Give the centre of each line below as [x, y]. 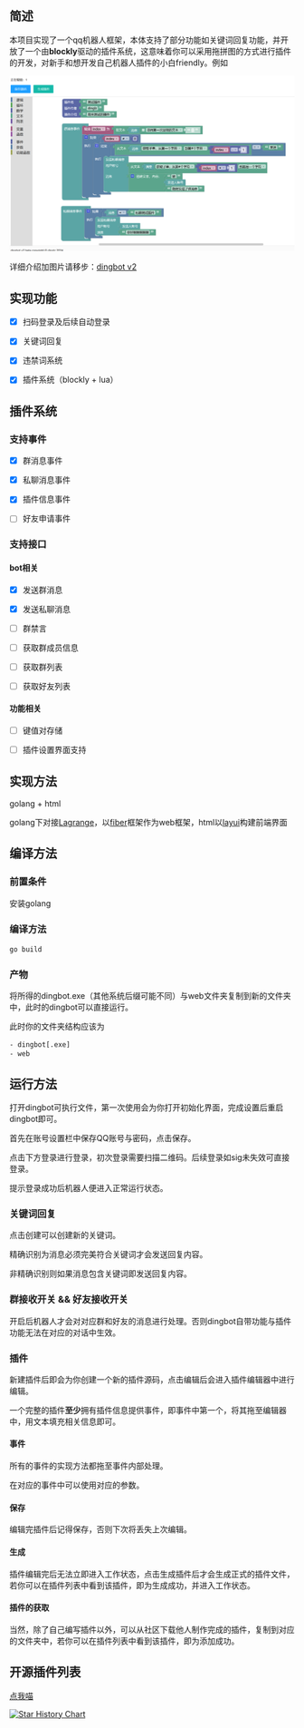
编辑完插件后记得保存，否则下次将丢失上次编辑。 [100, 1529]
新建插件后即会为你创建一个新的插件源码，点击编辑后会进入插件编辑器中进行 [152, 1379]
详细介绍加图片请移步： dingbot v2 [73, 267]
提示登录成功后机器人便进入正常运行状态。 [89, 1188]
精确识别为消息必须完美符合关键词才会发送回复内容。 [109, 1255]
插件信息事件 [46, 499]
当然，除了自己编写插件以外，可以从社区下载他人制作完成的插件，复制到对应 [152, 1629]
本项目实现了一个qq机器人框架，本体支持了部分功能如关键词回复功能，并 [145, 40]
